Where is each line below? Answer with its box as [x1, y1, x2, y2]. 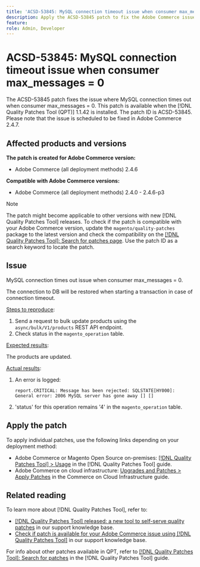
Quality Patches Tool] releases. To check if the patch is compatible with [6, 218, 182, 225]
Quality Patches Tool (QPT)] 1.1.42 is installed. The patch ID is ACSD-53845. [6, 108, 192, 116]
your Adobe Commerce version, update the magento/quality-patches [6, 224, 176, 231]
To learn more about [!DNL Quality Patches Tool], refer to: [6, 506, 148, 513]
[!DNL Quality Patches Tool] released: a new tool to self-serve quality [14, 518, 185, 525]
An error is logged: [14, 376, 61, 383]
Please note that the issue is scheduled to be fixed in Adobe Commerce [6, 115, 182, 122]
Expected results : [6, 342, 49, 349]
